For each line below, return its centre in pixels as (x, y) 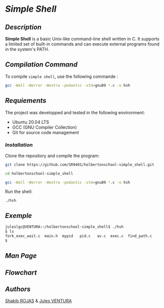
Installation (19, 145)
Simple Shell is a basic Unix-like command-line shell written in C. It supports (82, 39)
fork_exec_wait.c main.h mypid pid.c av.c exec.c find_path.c (79, 236)
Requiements (26, 101)
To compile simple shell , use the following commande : (62, 76)
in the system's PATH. (27, 49)
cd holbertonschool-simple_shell (39, 173)
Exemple (19, 216)
